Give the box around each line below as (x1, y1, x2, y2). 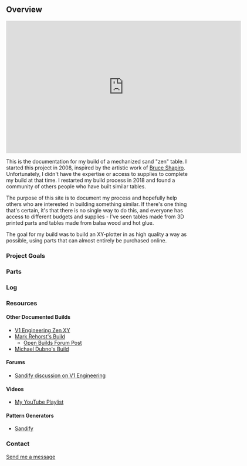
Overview (6, 5, 43, 15)
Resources (6, 299, 38, 307)
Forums (6, 359, 25, 366)
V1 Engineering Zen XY (14, 327, 70, 334)
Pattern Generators (6, 412, 54, 419)
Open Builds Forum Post (23, 339, 82, 346)
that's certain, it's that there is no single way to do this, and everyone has (6, 207, 183, 214)
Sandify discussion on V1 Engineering (14, 372, 106, 379)
